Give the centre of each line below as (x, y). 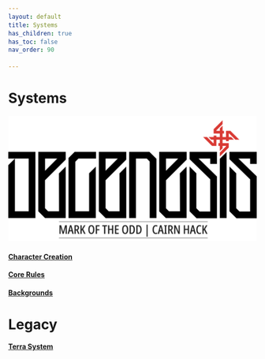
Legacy (33, 324)
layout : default (35, 17)
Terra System (31, 346)
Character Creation (40, 256)
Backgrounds (31, 293)
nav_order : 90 (32, 50)
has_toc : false (33, 42)
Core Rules (26, 275)
